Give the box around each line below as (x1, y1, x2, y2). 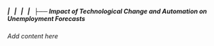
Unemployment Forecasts (7, 14, 86, 22)
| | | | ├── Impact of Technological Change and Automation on (7, 7, 208, 15)
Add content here (7, 31, 59, 40)
